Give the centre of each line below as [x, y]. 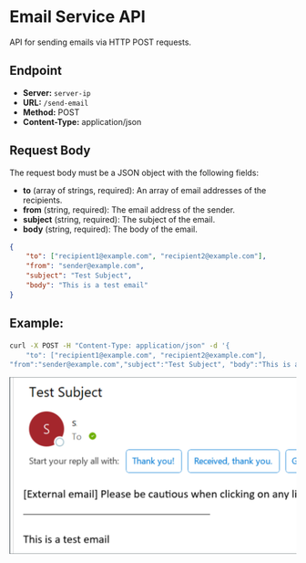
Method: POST [51, 112]
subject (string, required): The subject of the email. [119, 219]
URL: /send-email [56, 102]
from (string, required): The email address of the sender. [128, 209]
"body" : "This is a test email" [87, 286]
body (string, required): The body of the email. [110, 229]
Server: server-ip [56, 92]
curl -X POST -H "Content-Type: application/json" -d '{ [120, 345]
